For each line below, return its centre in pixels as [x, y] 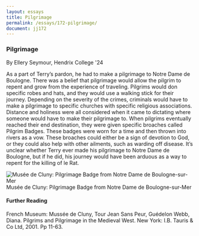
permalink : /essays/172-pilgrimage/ [52, 23]
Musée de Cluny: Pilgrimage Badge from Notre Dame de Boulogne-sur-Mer [99, 187]
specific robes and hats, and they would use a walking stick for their [90, 93]
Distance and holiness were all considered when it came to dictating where [99, 112]
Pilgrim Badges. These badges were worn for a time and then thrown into [96, 131]
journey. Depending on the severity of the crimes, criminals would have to [97, 99]
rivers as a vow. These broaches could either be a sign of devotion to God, [98, 137]
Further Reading [27, 201]
